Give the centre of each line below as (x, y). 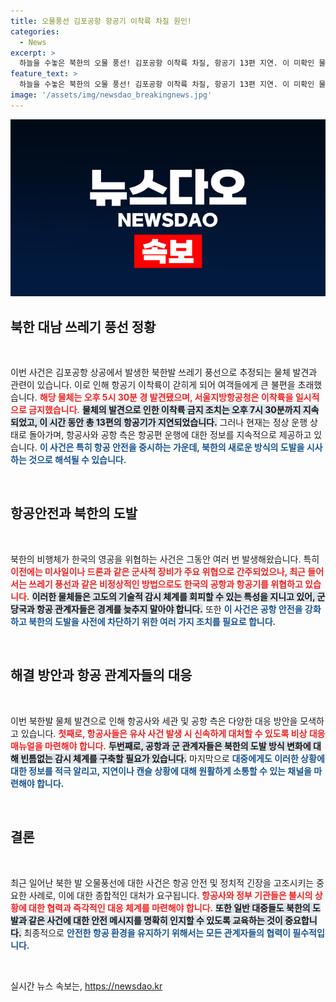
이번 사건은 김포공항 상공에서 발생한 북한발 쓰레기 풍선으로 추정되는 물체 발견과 (164, 372)
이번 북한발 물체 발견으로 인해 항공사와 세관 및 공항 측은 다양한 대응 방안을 (154, 721)
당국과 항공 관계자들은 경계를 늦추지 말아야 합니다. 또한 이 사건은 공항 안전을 (156, 609)
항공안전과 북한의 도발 (74, 513)
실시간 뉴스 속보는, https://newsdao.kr (86, 986)
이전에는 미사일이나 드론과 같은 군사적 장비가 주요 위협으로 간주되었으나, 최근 (158, 571)
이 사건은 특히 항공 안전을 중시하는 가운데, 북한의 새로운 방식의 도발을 (172, 447)
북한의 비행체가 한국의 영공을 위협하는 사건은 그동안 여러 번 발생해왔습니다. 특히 (165, 559)
